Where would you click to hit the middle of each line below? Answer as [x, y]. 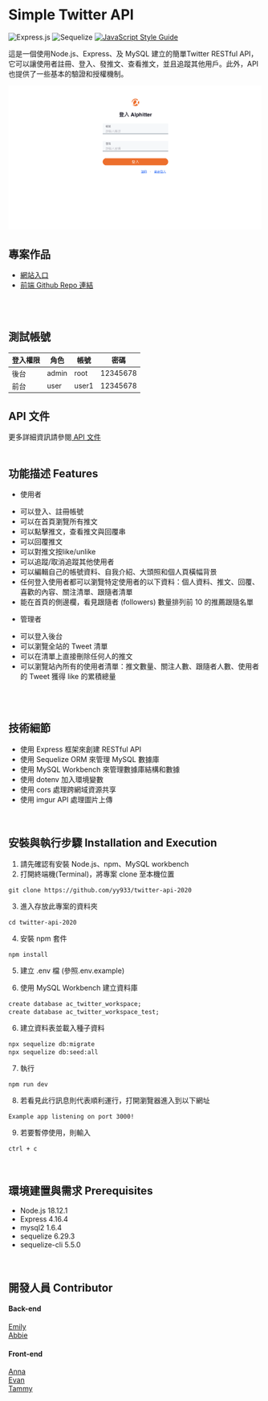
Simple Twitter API [71, 15]
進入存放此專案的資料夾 [59, 906]
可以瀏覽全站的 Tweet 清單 [64, 646]
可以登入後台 [41, 636]
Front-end [25, 1354]
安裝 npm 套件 [43, 938]
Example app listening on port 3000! [71, 1116]
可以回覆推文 [41, 542]
